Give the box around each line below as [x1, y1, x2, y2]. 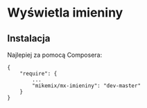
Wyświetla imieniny [7, 5, 123, 21]
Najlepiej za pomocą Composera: [7, 51, 103, 59]
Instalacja [7, 33, 51, 44]
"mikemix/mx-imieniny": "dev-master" [32, 82, 141, 89]
